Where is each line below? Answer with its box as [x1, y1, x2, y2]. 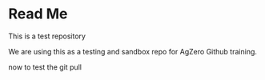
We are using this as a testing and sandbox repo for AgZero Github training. [8, 46, 258, 56]
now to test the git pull [8, 62, 82, 72]
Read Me [8, 5, 68, 23]
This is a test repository [8, 31, 86, 41]
